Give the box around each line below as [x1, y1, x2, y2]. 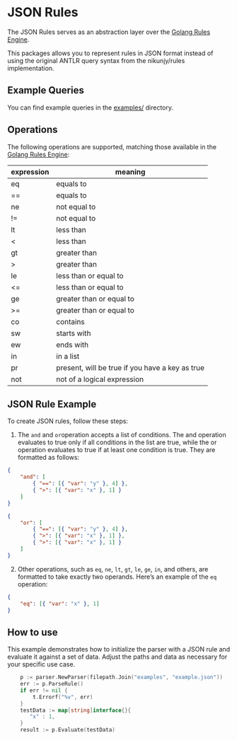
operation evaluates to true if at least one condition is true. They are [17, 446, 216, 454]
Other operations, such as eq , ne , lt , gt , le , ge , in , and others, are [17, 565, 209, 573]
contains [56, 316, 85, 326]
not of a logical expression [56, 374, 144, 384]
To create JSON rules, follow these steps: [7, 417, 129, 425]
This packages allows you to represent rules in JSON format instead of [7, 49, 214, 57]
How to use [7, 626, 58, 638]
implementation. [7, 64, 54, 72]
